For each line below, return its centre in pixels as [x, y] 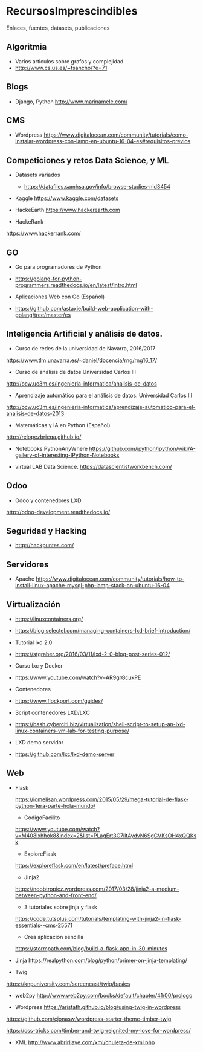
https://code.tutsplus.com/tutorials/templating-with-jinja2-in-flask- [98, 918]
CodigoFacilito [42, 818]
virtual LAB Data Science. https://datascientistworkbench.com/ [93, 466]
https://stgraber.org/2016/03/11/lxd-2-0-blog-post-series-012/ [92, 654]
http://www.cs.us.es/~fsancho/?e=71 [61, 68]
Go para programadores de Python [58, 267]
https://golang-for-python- [48, 279]
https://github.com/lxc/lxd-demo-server [65, 754]
